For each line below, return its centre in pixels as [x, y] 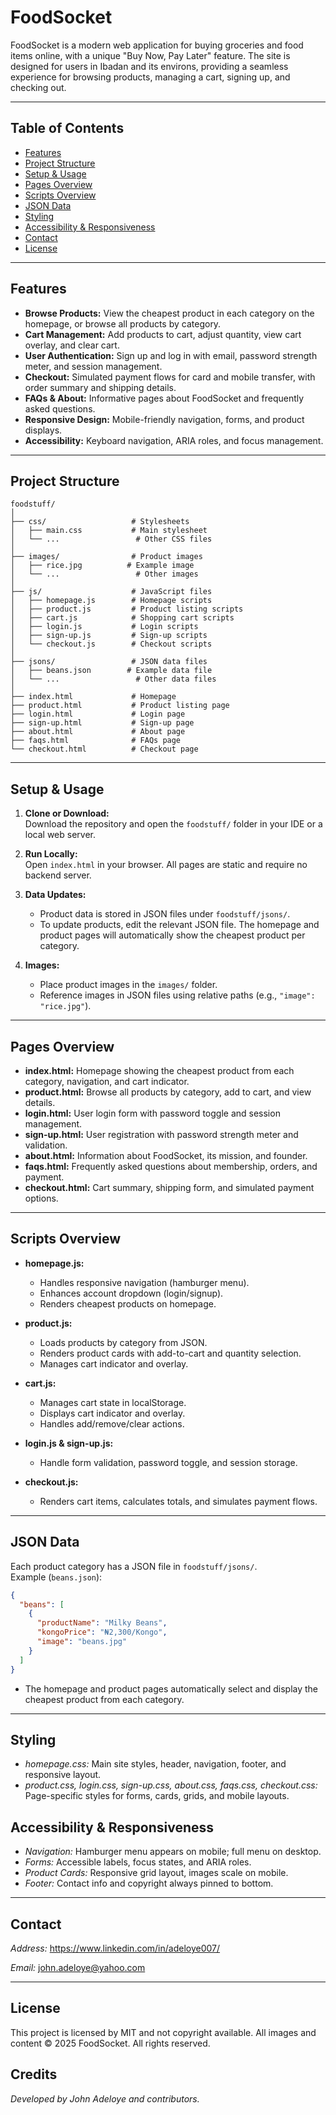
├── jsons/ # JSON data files [109, 662]
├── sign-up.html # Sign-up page [102, 723]
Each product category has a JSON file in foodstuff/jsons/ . [134, 1566]
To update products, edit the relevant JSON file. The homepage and [179, 925]
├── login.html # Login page [98, 714]
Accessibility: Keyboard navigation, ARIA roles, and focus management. [174, 440]
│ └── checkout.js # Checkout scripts [111, 644]
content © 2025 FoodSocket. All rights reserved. [110, 2043]
